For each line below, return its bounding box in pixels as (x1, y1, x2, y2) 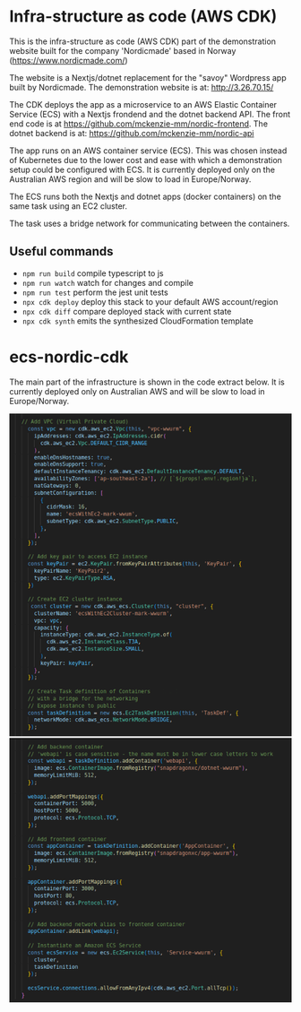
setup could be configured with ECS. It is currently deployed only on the (9, 164, 276, 175)
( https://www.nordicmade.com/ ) (9, 55, 128, 65)
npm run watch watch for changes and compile (21, 277, 194, 288)
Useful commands (9, 244, 114, 259)
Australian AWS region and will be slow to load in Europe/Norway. (9, 173, 252, 185)
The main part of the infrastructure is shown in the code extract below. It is (9, 376, 285, 387)
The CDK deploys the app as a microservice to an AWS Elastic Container (9, 99, 278, 109)
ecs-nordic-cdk (9, 347, 129, 367)
